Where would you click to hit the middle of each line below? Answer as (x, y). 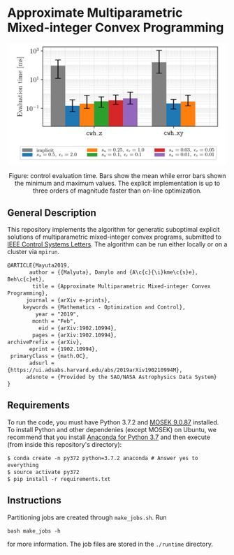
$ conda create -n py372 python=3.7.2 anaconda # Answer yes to (103, 458)
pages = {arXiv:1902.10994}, (75, 335)
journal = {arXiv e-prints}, (68, 301)
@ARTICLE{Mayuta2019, (39, 266)
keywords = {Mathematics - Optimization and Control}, (104, 308)
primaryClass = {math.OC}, (50, 356)
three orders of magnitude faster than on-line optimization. (117, 191)
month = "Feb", (54, 321)
